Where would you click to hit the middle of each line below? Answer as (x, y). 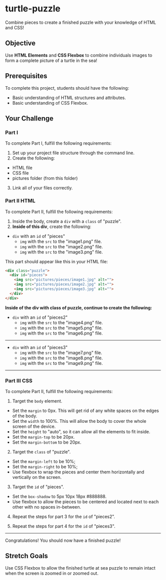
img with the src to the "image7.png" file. (61, 352)
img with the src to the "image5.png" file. (61, 328)
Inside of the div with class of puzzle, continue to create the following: (79, 307)
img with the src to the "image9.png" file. (61, 363)
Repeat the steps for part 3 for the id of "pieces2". (63, 517)
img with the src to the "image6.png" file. (61, 333)
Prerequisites (26, 76)
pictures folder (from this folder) (45, 178)
